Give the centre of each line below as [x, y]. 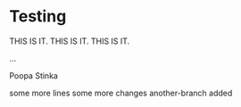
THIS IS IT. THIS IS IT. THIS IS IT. [70, 41]
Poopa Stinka [33, 75]
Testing [38, 16]
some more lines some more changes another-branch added [121, 93]
